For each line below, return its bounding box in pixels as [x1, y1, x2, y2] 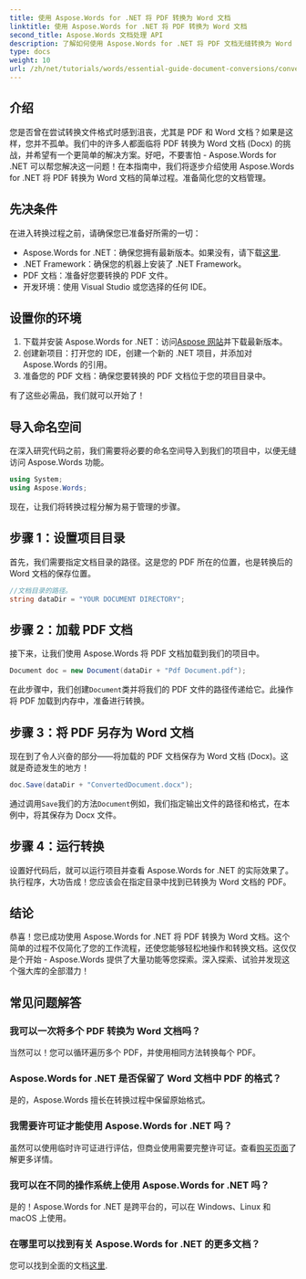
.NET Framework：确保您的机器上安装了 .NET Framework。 [22, 258, 247, 270]
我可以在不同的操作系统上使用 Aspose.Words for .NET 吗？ [9, 1179, 270, 1191]
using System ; [9, 475, 64, 484]
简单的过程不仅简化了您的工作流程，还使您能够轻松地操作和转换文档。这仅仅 [9, 943, 297, 954]
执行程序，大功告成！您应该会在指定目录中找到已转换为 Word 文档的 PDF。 [9, 876, 291, 887]
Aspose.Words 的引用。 [22, 359, 112, 370]
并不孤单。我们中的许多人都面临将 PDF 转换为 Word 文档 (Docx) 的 [33, 138, 284, 149]
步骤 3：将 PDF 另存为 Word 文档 [9, 724, 194, 740]
